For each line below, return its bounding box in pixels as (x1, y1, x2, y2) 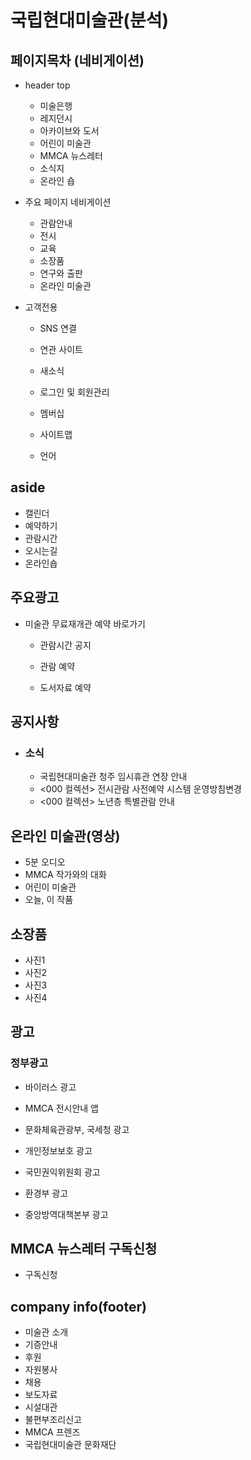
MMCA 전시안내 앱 (24, 1102, 99, 1114)
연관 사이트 (39, 344, 83, 355)
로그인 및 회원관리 (39, 386, 110, 398)
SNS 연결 (39, 322, 77, 334)
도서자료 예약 (39, 681, 92, 693)
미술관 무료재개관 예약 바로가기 (24, 617, 146, 630)
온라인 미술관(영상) (10, 827, 121, 845)
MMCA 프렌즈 (24, 1426, 81, 1438)
